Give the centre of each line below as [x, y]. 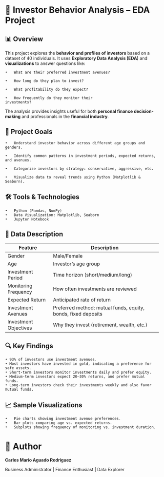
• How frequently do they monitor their [49, 98]
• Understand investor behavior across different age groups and [75, 143]
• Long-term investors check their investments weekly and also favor [78, 385]
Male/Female [68, 256]
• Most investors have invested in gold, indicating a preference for [78, 364]
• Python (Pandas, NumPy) [34, 211]
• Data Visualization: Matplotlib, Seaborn [52, 215]
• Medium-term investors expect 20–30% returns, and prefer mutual [75, 377]
